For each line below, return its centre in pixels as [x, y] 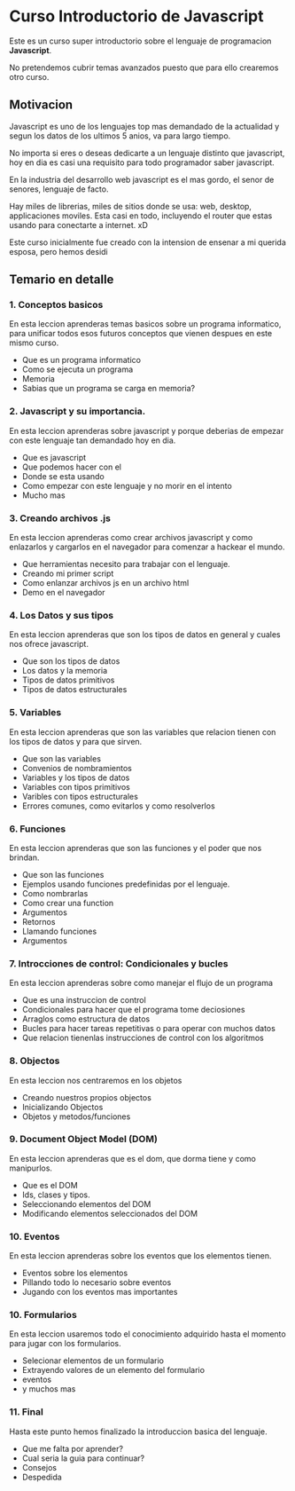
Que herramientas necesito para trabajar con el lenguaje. [126, 564]
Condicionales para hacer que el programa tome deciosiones [133, 1010]
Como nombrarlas [55, 893]
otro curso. [29, 76]
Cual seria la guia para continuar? [83, 1458]
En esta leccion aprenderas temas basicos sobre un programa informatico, [145, 324]
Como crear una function [68, 903]
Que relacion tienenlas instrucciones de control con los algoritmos [143, 1038]
